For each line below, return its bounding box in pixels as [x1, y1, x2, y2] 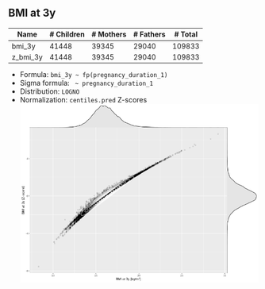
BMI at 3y [8, 6, 56, 20]
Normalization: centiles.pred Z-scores [19, 95, 148, 105]
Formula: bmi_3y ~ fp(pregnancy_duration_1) [19, 70, 168, 79]
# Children [49, 29, 85, 39]
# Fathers [133, 29, 166, 39]
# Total [174, 29, 198, 39]
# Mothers [90, 29, 127, 39]
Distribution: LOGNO [19, 87, 80, 96]
